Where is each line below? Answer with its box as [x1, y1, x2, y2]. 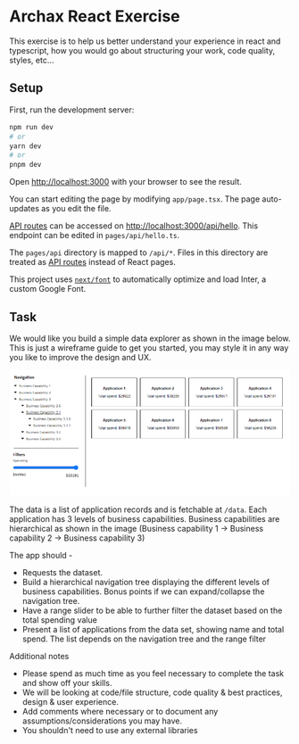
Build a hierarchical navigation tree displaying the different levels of [21, 576, 270, 587]
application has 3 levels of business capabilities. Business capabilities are [9, 513, 280, 524]
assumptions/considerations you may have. [21, 715, 183, 726]
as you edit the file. [41, 203, 112, 214]
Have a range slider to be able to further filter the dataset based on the [21, 605, 283, 616]
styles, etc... [9, 54, 54, 65]
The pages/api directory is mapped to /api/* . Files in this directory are [9, 247, 269, 258]
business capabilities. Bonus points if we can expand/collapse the [21, 586, 265, 597]
